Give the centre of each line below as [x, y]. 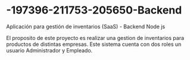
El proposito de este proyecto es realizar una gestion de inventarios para [95, 38]
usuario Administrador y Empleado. [49, 50]
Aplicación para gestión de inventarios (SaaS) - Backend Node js [86, 26]
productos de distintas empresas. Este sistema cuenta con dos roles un [94, 44]
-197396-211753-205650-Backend [94, 10]
